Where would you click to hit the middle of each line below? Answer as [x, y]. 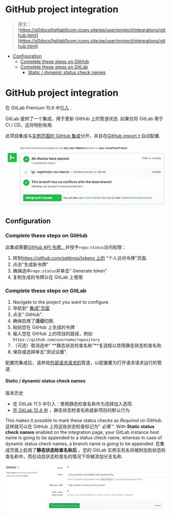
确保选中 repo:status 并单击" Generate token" [60, 271]
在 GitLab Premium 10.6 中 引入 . [39, 108]
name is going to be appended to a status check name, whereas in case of [84, 437]
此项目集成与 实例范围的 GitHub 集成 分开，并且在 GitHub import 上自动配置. [83, 136]
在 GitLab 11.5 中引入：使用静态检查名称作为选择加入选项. [73, 404]
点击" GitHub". [28, 314]
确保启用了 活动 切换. [33, 321]
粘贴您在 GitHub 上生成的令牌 [44, 327]
